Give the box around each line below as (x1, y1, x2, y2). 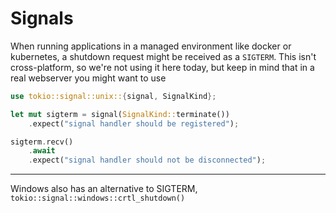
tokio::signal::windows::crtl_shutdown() (10, 193, 186, 204)
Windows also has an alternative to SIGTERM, (10, 183, 198, 195)
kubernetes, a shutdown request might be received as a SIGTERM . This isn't (10, 50, 317, 62)
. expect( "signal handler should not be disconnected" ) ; (28, 155, 267, 166)
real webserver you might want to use (10, 72, 167, 84)
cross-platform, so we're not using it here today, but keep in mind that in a (10, 61, 315, 73)
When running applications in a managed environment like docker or (10, 40, 292, 52)
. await (28, 146, 56, 156)
